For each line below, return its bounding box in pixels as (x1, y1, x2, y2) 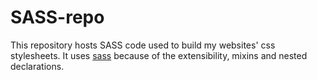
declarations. (10, 60, 65, 72)
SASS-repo (10, 6, 105, 29)
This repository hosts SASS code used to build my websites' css (10, 39, 276, 51)
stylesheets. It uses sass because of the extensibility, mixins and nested (10, 49, 308, 61)
